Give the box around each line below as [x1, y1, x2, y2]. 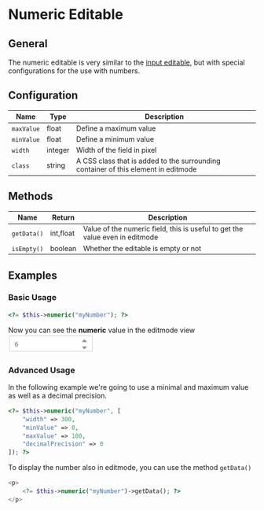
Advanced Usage [8, 365, 75, 376]
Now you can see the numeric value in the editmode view [8, 325, 196, 335]
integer [46, 146, 70, 155]
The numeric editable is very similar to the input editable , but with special [8, 57, 245, 67]
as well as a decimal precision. [8, 391, 108, 400]
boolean [49, 243, 77, 253]
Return [52, 213, 75, 222]
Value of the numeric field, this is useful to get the [82, 224, 244, 234]
